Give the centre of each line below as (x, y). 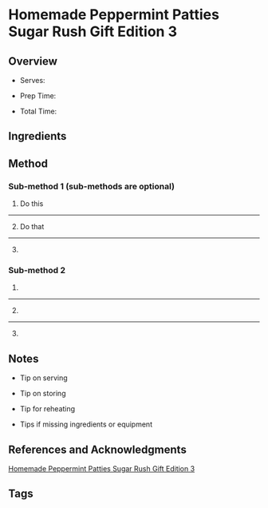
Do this (32, 204)
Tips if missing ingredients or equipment (86, 424)
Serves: (32, 80)
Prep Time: (38, 96)
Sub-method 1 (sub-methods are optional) (92, 186)
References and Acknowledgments (98, 449)
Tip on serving (43, 378)
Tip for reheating (47, 409)
